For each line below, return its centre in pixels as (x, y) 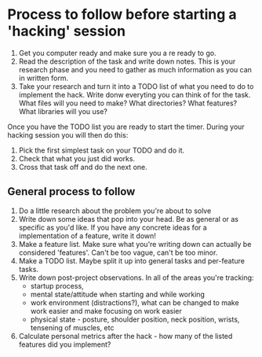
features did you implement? (65, 344)
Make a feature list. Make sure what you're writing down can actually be (135, 244)
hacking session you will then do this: (68, 134)
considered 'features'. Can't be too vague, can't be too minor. (118, 252)
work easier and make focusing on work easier (106, 311)
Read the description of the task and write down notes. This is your (127, 61)
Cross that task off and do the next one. (83, 167)
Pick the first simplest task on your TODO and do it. (102, 150)
